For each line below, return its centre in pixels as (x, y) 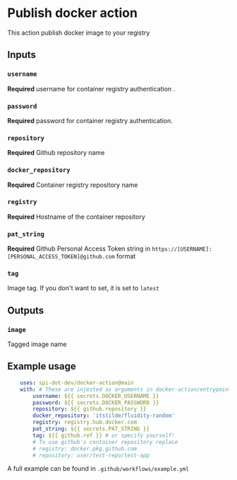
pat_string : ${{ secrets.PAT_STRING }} (91, 429)
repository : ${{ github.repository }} (90, 409)
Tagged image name (37, 344)
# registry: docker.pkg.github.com (85, 448)
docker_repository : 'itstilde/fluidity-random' (104, 416)
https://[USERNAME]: (182, 249)
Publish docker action (72, 13)
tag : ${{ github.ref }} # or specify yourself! (104, 435)
